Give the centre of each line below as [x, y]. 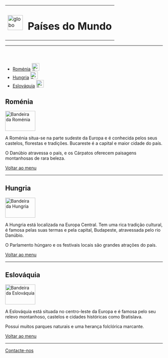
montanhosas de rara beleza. [35, 158]
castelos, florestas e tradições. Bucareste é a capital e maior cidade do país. [84, 143]
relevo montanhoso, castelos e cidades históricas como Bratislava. [74, 317]
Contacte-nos [19, 350]
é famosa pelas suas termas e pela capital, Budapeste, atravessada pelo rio [83, 230]
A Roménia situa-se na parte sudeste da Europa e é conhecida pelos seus [81, 138]
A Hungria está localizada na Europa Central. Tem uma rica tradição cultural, [84, 225]
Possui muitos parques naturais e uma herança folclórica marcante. [74, 326]
